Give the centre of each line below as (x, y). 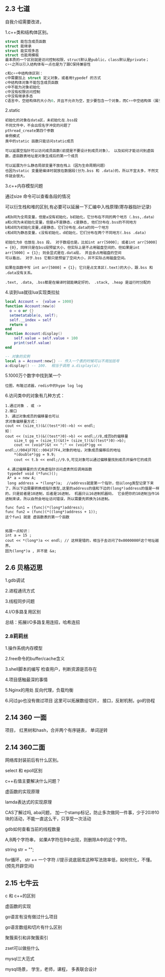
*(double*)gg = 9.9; (35, 455)
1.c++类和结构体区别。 (28, 32)
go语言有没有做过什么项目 (31, 916)
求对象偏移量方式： (22, 422)
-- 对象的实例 (18, 356)
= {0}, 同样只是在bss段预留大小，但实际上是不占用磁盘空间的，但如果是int (72, 248)
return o (18, 325)
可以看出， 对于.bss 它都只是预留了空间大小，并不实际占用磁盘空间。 (67, 258)
